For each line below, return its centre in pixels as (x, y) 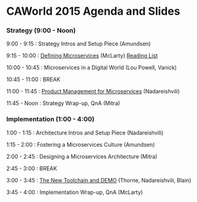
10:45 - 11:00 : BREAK (33, 80)
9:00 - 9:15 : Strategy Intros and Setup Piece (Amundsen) (79, 44)
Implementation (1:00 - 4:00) (50, 119)
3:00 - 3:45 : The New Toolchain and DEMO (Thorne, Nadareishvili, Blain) (99, 180)
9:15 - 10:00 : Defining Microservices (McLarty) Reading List (82, 56)
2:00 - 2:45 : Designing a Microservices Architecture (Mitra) (82, 156)
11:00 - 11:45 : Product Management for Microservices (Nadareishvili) (93, 91)
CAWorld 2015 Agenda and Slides (93, 11)
